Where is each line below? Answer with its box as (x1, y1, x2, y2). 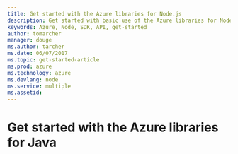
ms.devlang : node (7, 76, 59, 83)
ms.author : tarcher (7, 43, 65, 50)
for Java (7, 135, 57, 150)
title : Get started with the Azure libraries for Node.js (7, 10, 182, 18)
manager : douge (7, 37, 52, 44)
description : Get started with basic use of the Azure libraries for (7, 17, 217, 24)
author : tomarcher (7, 30, 62, 37)
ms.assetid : (7, 89, 42, 96)
